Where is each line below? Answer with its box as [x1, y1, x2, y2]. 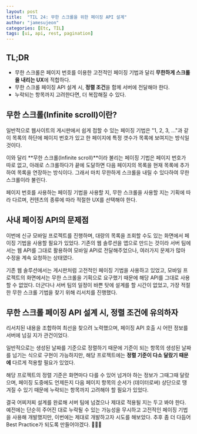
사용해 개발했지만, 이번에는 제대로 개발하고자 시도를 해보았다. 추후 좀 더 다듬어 [12, 414, 191, 421]
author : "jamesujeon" [6, 19, 59, 25]
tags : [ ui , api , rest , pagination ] [6, 31, 94, 37]
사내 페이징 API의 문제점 [6, 215, 89, 225]
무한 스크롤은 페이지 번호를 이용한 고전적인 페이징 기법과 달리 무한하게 [14, 68, 175, 76]
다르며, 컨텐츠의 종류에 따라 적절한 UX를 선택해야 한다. [12, 196, 137, 203]
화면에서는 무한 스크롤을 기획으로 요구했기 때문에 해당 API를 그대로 [26, 274, 179, 281]
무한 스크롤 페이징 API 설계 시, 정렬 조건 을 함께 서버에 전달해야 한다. [14, 83, 170, 90]
